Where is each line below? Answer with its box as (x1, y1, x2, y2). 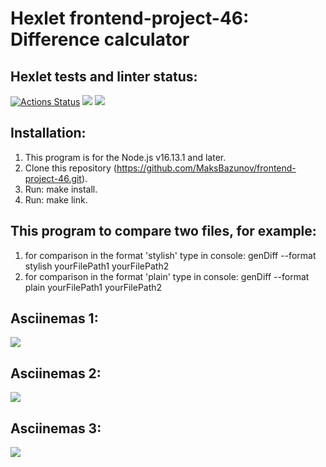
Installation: (10, 125, 87, 142)
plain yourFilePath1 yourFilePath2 (24, 281, 163, 293)
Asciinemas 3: (10, 420, 102, 437)
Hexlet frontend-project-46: (10, 7, 250, 30)
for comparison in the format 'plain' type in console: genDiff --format (24, 270, 310, 282)
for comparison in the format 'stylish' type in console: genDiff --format (24, 249, 317, 261)
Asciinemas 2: (10, 365, 102, 382)
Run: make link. (24, 193, 88, 206)
